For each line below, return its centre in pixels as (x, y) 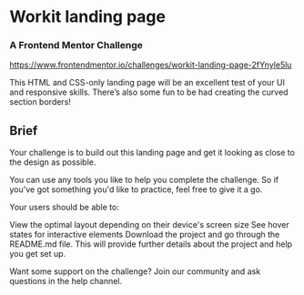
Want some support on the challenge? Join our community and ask (135, 271)
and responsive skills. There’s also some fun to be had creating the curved (149, 92)
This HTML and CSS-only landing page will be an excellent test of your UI (147, 83)
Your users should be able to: (65, 208)
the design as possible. (53, 162)
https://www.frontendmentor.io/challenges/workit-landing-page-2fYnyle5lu (151, 65)
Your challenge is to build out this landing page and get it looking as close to (152, 153)
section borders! (40, 102)
